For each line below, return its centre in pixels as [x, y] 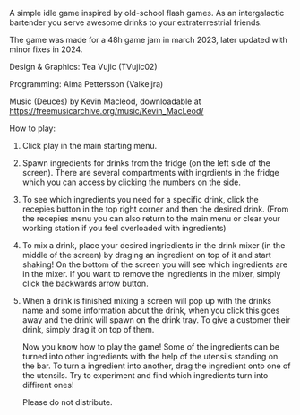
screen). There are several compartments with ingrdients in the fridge [150, 173]
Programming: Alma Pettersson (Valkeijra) [86, 84]
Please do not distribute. [68, 402]
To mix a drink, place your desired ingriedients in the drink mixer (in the [154, 245]
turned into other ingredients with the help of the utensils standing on [150, 356]
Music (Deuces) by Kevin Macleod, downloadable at [105, 101]
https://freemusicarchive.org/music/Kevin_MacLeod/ [107, 111]
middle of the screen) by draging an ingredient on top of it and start [146, 255]
